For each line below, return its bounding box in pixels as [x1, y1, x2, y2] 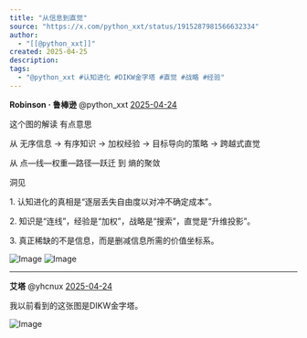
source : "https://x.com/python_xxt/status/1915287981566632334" [9, 22, 259, 31]
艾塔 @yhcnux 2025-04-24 [9, 280, 112, 291]
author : [9, 30, 39, 39]
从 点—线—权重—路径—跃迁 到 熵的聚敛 [9, 157, 161, 168]
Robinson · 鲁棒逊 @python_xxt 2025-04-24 [9, 99, 178, 110]
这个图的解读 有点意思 [9, 118, 92, 129]
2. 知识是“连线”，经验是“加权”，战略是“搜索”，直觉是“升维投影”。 [9, 216, 256, 227]
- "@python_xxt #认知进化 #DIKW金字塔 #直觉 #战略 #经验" [17, 73, 226, 82]
